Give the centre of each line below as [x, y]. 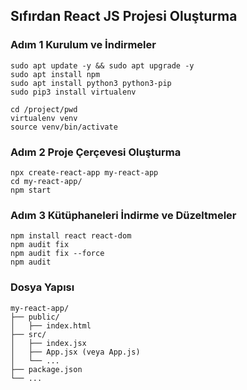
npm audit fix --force [57, 254]
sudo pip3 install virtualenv [73, 92]
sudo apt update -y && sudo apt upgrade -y [102, 65]
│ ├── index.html [51, 325]
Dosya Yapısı [42, 287]
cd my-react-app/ [46, 181]
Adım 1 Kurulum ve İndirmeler [83, 45]
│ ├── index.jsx [48, 343]
